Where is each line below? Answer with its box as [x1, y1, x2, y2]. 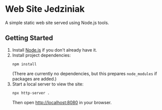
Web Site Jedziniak [5, 3, 85, 15]
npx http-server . [12, 90, 50, 95]
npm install [12, 61, 37, 67]
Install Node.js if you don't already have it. [12, 47, 97, 53]
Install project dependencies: [12, 52, 71, 58]
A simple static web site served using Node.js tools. [5, 20, 109, 26]
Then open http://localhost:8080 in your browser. [12, 99, 112, 105]
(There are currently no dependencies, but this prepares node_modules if [12, 70, 158, 77]
